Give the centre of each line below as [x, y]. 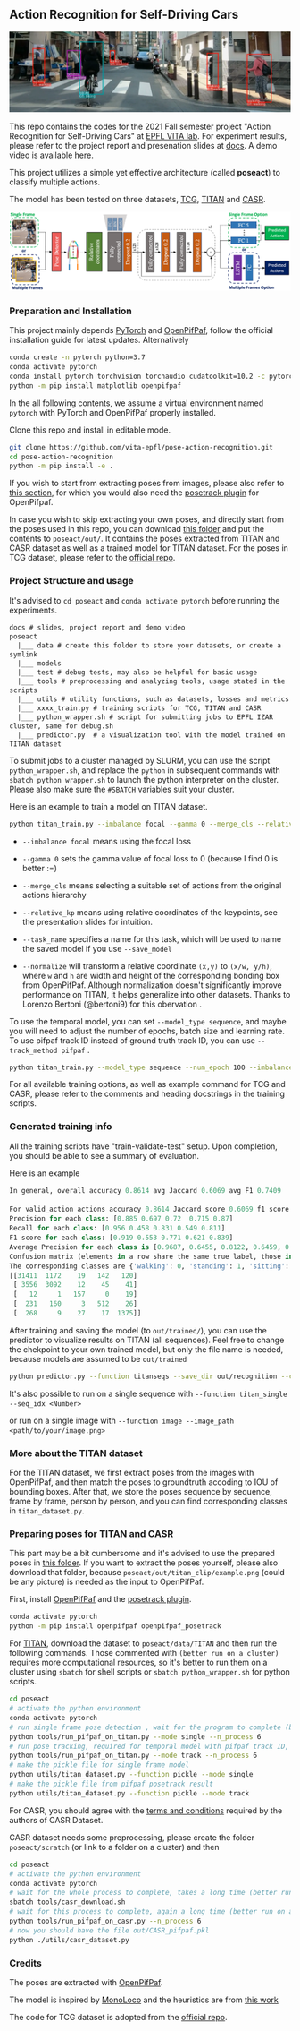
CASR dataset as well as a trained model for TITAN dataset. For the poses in [149, 548]
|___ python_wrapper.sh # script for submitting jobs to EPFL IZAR [146, 717]
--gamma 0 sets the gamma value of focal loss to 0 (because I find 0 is [150, 858]
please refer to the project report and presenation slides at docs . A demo [143, 145]
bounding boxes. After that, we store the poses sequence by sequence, [141, 1492]
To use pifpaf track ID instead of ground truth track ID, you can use [133, 1040]
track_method [33, 1050]
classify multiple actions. [55, 182]
